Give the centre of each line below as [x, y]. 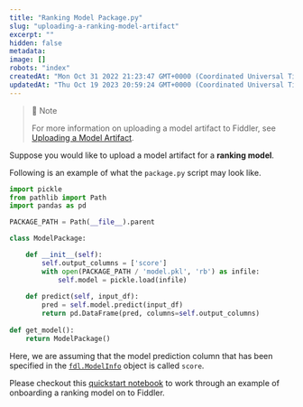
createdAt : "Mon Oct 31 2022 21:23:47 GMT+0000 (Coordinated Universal [147, 77]
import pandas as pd [48, 206]
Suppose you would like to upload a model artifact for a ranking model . [142, 155]
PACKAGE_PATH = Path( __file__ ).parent [82, 222]
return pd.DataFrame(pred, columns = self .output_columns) [151, 314]
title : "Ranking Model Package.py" [76, 18]
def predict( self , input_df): [83, 297]
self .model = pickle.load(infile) [122, 280]
